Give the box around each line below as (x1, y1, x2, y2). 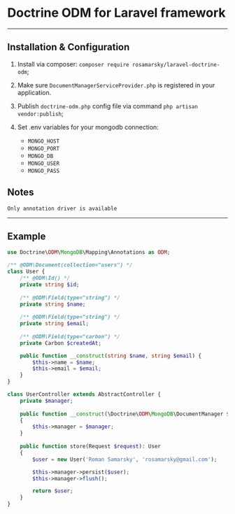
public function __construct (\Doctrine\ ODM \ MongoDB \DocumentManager (20, 411, 224, 417)
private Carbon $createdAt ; (20, 339, 101, 347)
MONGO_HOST (27, 138, 60, 145)
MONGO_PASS (27, 167, 60, 174)
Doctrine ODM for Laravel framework (7, 5, 226, 21)
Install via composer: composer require (17, 59, 129, 68)
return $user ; (32, 487, 73, 494)
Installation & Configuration (7, 41, 130, 53)
